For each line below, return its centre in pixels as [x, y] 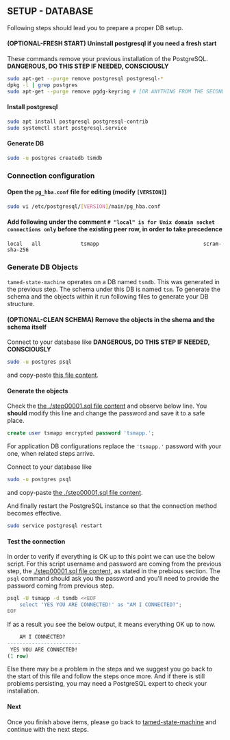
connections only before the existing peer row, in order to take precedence [115, 229]
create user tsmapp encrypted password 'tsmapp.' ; [81, 433]
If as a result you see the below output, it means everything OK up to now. [111, 624]
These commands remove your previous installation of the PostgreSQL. [108, 59]
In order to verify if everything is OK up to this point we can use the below [111, 557]
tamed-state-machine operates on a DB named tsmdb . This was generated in [114, 282]
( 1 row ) [18, 656]
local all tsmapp [53, 244]
